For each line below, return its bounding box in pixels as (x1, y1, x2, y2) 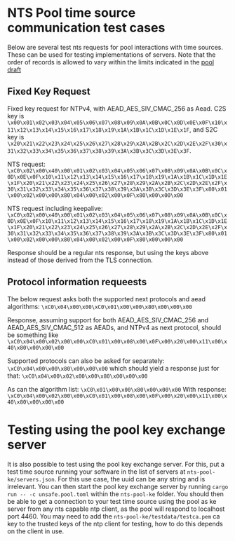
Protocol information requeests (7, 276, 147, 288)
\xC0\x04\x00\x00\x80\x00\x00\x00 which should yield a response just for (7, 364, 220, 372)
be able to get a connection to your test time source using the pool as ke (7, 497, 217, 505)
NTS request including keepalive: (7, 204, 103, 212)
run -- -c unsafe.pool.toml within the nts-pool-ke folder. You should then (7, 489, 224, 498)
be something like (7, 331, 59, 339)
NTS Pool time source (7, 5, 136, 21)
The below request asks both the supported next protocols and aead (7, 294, 206, 303)
